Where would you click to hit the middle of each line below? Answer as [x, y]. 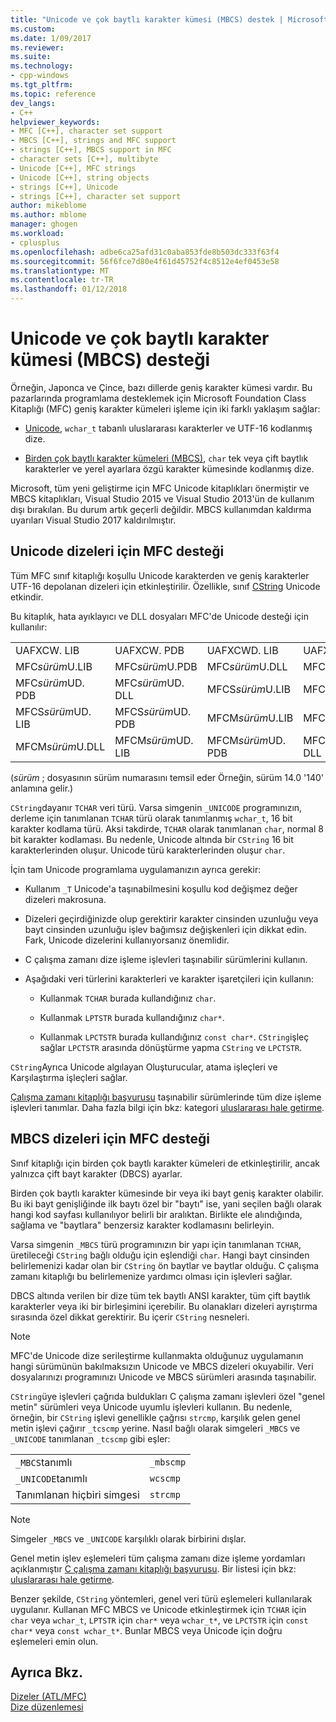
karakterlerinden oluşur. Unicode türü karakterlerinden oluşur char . [148, 850]
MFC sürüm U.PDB [156, 666]
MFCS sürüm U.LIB [249, 689]
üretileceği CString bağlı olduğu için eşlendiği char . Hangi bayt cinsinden [160, 1255]
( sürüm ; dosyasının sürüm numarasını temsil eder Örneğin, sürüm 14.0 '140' [167, 777]
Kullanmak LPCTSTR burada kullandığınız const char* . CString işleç [174, 1037]
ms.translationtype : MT [60, 271]
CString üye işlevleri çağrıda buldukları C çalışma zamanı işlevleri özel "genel [167, 1396]
